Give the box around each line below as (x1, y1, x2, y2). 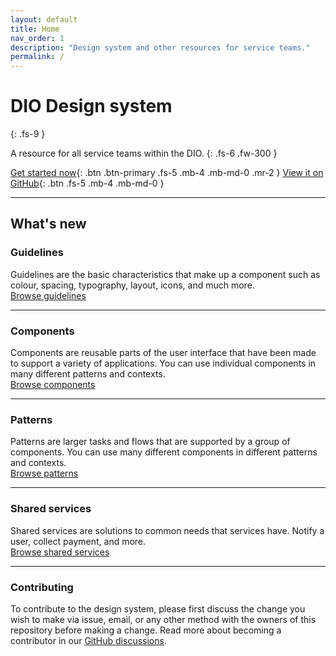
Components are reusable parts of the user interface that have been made (10, 347, 317, 359)
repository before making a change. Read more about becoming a (10, 624, 282, 636)
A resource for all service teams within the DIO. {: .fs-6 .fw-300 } (10, 147, 278, 160)
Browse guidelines (10, 289, 87, 301)
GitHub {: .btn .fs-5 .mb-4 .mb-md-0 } (10, 177, 165, 190)
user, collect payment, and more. (10, 535, 147, 547)
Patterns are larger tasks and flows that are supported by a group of (10, 436, 291, 448)
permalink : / (10, 52, 65, 62)
